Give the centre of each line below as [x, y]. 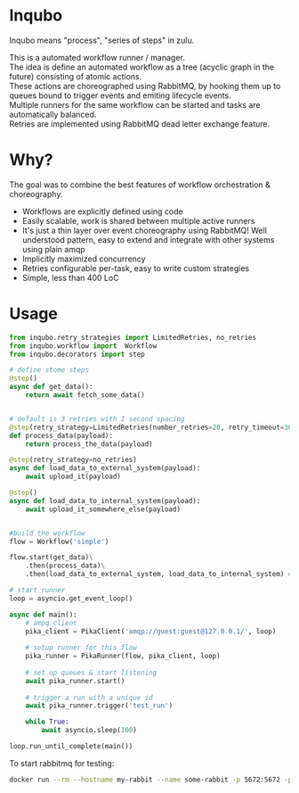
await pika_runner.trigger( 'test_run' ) [99, 706]
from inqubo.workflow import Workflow [83, 346]
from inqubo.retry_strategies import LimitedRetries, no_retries [133, 337]
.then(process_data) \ [65, 566]
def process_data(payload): [61, 435]
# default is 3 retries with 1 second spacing [97, 419]
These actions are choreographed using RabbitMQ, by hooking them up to [145, 86]
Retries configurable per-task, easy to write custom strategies [136, 268]
